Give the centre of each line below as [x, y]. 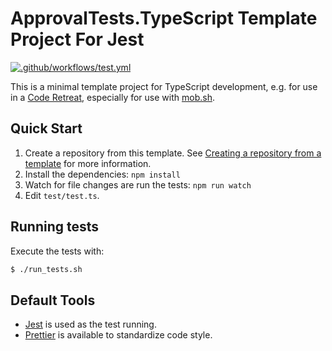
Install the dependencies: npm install [102, 174]
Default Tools [53, 300]
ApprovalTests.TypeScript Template [164, 18]
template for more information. [88, 163]
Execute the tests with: [57, 251]
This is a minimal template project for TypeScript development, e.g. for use [164, 86]
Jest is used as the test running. [90, 324]
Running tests [55, 227]
